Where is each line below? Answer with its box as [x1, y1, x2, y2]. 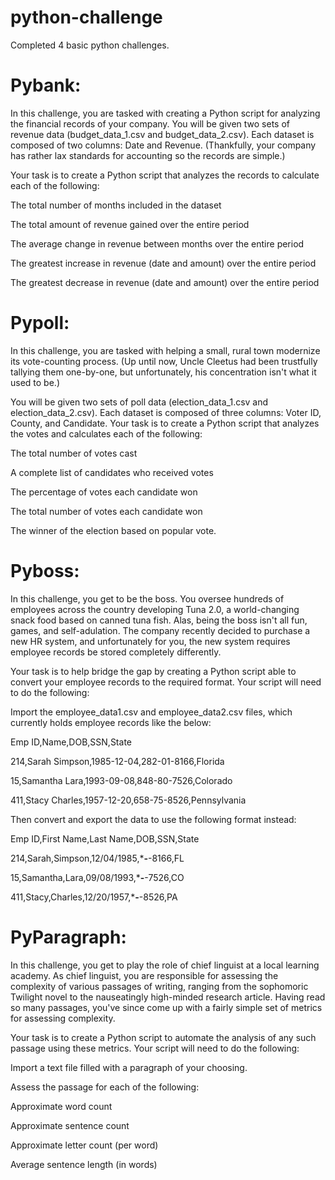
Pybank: [10, 74, 82, 97]
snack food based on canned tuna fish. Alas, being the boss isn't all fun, [10, 614, 308, 626]
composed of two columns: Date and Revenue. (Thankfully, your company [10, 139, 317, 151]
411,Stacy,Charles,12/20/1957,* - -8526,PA [10, 891, 178, 903]
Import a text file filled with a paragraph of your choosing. [10, 1061, 248, 1073]
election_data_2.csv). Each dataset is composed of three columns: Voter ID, [10, 406, 322, 418]
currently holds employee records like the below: [10, 716, 212, 728]
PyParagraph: [10, 926, 127, 948]
